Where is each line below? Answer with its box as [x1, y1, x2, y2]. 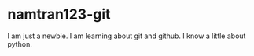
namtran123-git [7, 5, 111, 23]
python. [7, 39, 32, 48]
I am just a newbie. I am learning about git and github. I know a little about [7, 31, 246, 40]
